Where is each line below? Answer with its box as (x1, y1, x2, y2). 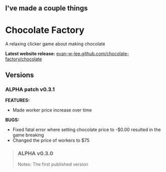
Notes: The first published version (17, 161, 88, 167)
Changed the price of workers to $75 (12, 137, 90, 143)
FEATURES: (5, 97, 30, 103)
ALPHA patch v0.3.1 (5, 86, 55, 93)
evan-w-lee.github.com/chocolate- (56, 50, 130, 57)
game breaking (12, 132, 44, 138)
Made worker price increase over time (12, 107, 92, 113)
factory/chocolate (5, 56, 42, 62)
